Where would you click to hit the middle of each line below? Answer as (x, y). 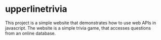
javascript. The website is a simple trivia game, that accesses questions (78, 28)
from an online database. (30, 33)
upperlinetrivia (36, 9)
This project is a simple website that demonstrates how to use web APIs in (81, 23)
